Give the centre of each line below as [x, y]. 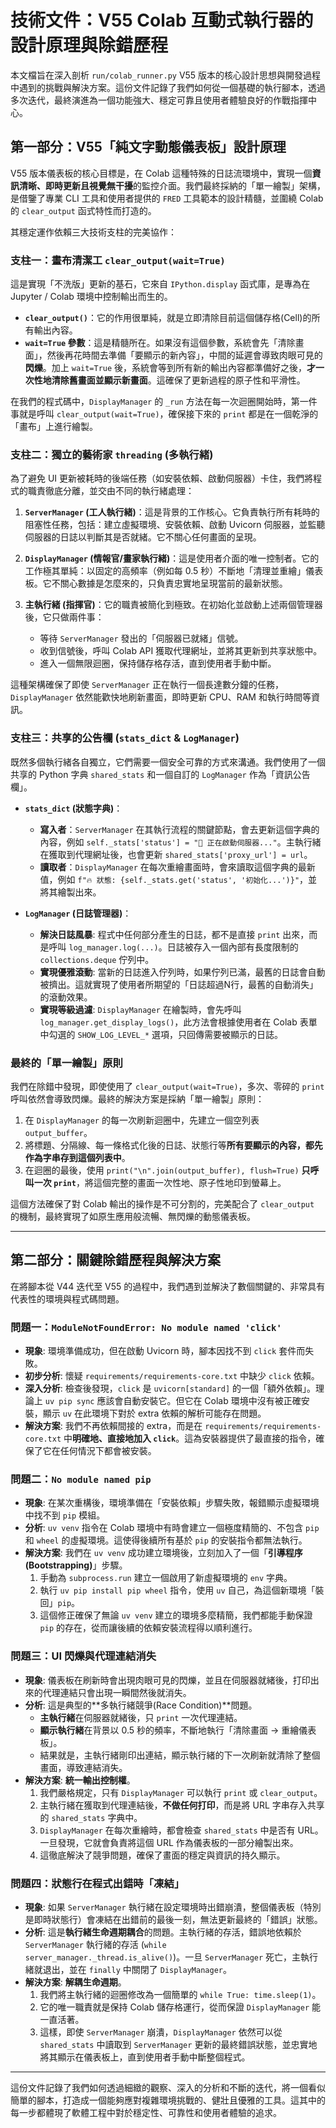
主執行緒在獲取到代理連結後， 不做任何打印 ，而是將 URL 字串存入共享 [182, 1805]
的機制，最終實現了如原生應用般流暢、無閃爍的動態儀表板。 [133, 1216]
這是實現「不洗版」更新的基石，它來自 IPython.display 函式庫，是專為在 [160, 284]
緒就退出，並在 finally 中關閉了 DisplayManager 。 [128, 1969]
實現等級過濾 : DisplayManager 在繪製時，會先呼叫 [140, 1009]
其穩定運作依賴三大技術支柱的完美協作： [93, 232]
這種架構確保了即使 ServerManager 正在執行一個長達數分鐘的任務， [147, 685]
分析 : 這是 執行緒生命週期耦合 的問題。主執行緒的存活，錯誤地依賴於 [163, 1932]
